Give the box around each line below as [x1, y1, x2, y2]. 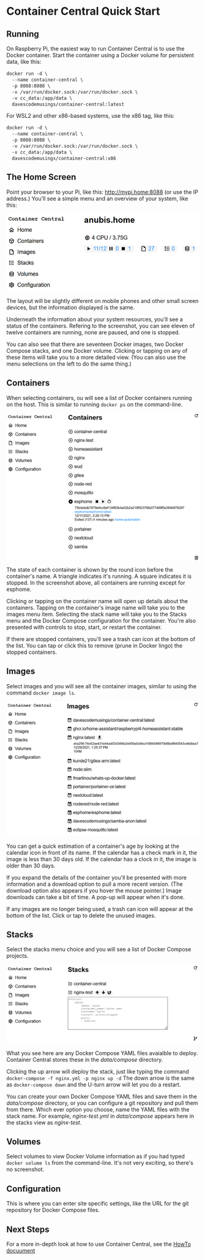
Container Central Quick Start [6, 4, 160, 18]
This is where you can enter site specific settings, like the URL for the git [6, 1200, 189, 1207]
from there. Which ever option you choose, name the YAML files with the [6, 1105, 190, 1113]
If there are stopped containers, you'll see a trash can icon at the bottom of [6, 635, 196, 642]
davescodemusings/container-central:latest [12, 101, 124, 107]
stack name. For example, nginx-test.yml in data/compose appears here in [6, 1112, 195, 1120]
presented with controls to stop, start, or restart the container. [6, 623, 162, 631]
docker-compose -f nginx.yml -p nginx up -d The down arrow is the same [6, 1074, 195, 1081]
